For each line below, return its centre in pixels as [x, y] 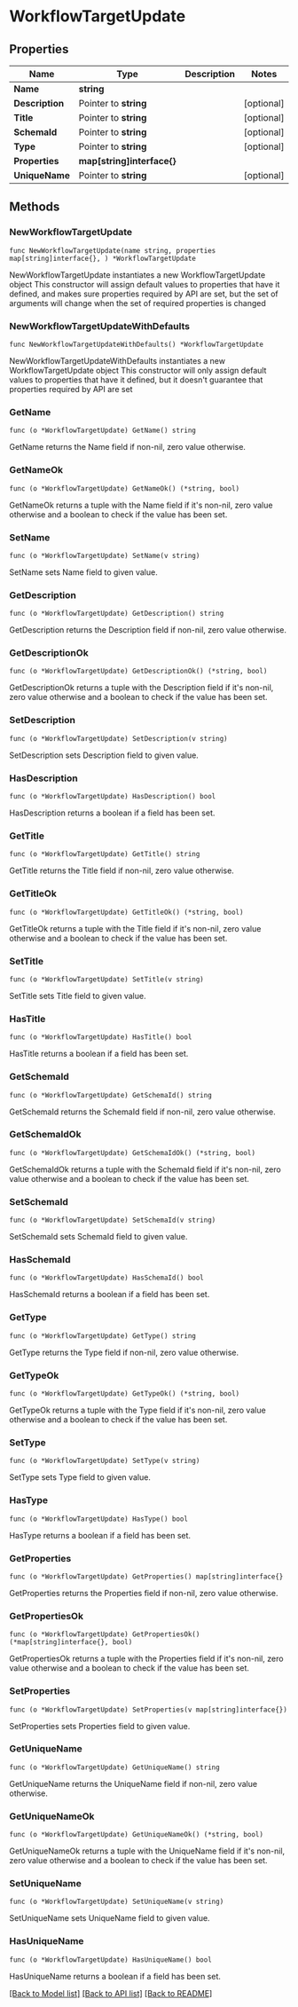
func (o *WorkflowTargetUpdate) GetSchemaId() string [111, 1095]
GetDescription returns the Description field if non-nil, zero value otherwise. [148, 630]
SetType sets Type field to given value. [80, 1477]
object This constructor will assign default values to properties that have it [145, 284]
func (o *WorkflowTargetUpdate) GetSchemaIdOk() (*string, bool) [132, 1153]
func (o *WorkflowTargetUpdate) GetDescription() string [117, 614]
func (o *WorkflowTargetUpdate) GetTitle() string [105, 854]
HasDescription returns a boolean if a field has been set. [112, 813]
